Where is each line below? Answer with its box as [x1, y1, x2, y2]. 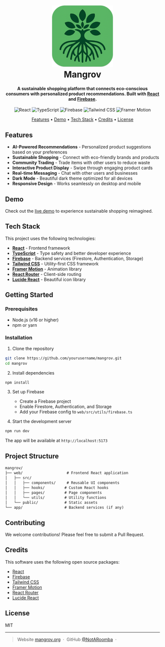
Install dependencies [12, 370, 55, 376]
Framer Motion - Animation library [12, 266, 82, 272]
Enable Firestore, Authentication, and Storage [19, 404, 112, 410]
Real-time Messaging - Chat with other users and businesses [12, 170, 138, 176]
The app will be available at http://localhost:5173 [5, 438, 108, 444]
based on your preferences [12, 149, 68, 155]
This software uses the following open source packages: [5, 559, 120, 565]
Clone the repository [12, 345, 54, 351]
